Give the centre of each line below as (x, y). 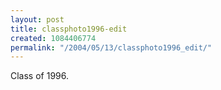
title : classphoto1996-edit (69, 29)
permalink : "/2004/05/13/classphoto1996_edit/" (111, 47)
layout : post (37, 19)
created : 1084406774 (53, 38)
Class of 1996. (40, 76)
